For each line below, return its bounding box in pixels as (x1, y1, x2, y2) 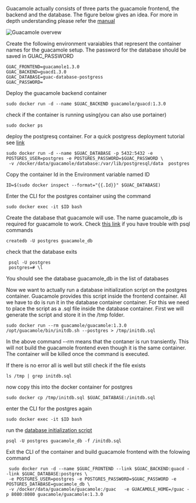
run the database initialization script (6, 427, 92, 433)
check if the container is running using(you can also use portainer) (6, 111, 167, 118)
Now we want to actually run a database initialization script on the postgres (6, 287, 187, 293)
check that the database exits (6, 249, 77, 255)
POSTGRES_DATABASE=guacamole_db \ (6, 481, 91, 487)
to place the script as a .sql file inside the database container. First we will (6, 305, 184, 312)
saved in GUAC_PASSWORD (6, 53, 74, 59)
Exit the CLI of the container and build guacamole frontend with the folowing (6, 448, 190, 455)
